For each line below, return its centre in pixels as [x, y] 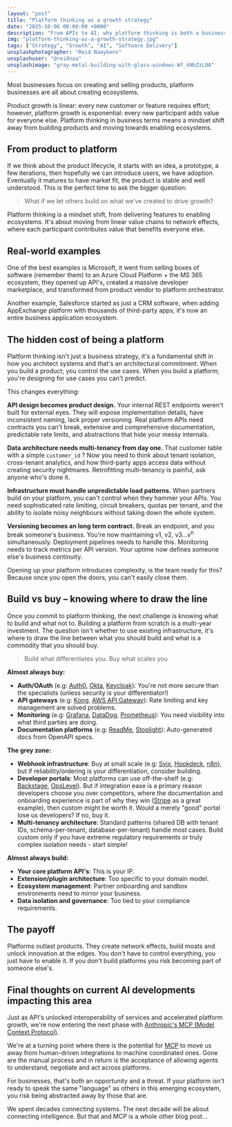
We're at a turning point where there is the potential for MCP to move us [109, 1045]
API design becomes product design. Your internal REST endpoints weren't [115, 405]
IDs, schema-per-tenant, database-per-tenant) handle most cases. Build [120, 830]
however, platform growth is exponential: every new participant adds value [113, 113]
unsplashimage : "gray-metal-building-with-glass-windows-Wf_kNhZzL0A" [111, 65]
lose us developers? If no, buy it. [64, 815]
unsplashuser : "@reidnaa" [44, 59]
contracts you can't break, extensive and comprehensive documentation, [111, 427]
